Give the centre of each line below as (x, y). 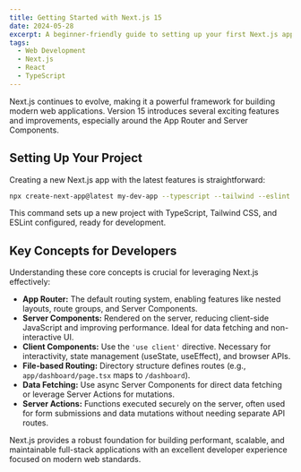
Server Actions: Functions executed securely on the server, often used (154, 404)
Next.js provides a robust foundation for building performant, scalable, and (147, 441)
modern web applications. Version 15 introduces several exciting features (144, 111)
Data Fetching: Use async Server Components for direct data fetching (152, 385)
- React (32, 68)
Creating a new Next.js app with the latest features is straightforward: (138, 179)
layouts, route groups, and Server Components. (110, 309)
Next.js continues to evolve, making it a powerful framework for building (142, 101)
